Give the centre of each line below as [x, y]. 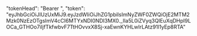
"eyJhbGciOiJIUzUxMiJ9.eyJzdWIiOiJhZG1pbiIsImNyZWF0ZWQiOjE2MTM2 [98, 15]
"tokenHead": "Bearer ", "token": [46, 8]
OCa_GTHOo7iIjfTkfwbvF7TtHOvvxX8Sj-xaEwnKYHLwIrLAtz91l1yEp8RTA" [96, 27]
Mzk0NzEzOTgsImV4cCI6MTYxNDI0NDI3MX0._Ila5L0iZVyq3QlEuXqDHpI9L [98, 21]
